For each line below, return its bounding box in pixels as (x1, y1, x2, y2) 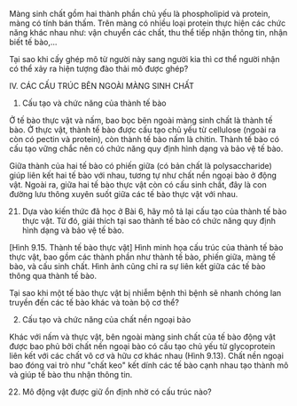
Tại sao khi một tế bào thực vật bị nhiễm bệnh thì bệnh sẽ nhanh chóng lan (9, 288, 282, 298)
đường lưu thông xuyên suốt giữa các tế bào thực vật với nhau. (9, 189, 238, 199)
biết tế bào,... (9, 36, 58, 47)
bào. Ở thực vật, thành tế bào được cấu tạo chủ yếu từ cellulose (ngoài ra (9, 124, 277, 135)
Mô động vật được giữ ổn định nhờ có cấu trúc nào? (21, 386, 213, 397)
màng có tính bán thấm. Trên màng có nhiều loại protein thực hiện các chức (9, 18, 286, 28)
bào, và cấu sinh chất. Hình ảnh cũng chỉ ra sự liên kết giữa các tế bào (9, 261, 266, 271)
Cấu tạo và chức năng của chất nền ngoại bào (21, 314, 191, 324)
